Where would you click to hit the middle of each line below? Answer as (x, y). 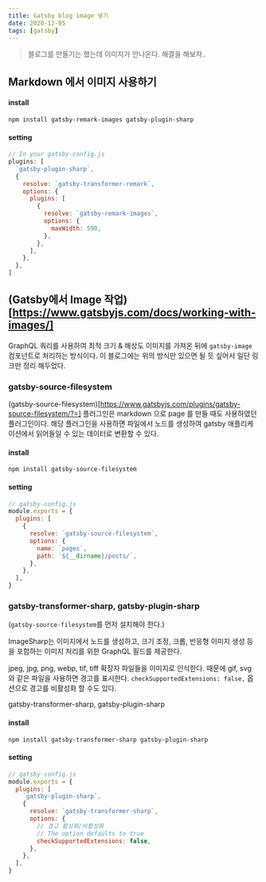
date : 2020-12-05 (37, 23)
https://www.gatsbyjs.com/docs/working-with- (134, 313)
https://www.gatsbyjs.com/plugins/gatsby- (170, 404)
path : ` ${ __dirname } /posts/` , (87, 556)
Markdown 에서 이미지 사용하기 (82, 82)
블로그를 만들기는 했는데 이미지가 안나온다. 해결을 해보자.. (117, 54)
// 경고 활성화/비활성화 (70, 826)
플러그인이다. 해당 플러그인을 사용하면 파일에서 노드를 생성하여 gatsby (117, 423)
